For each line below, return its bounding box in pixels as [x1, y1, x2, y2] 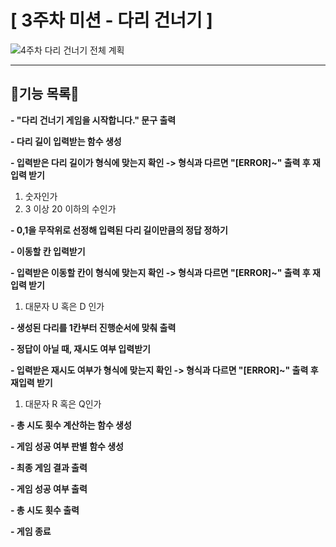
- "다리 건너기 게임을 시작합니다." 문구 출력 [10, 114, 177, 126]
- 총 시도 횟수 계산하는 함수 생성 [10, 419, 132, 431]
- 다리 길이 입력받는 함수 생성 [10, 135, 122, 147]
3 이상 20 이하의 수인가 [24, 202, 117, 215]
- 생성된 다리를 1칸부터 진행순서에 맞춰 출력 [10, 321, 177, 333]
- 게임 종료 [10, 525, 52, 537]
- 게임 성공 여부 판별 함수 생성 [10, 440, 125, 452]
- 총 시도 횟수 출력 [10, 504, 80, 516]
